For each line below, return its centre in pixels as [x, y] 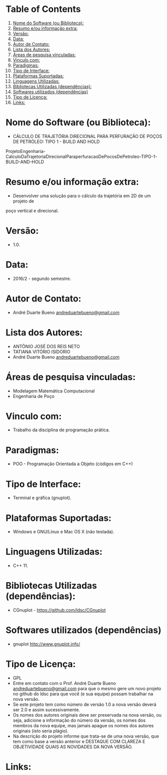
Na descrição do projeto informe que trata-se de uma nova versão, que [86, 736]
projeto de [23, 201]
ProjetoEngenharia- [26, 151]
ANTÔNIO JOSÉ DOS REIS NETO [46, 346]
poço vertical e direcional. [32, 211]
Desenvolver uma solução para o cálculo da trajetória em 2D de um [82, 196]
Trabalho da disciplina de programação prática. [61, 430]
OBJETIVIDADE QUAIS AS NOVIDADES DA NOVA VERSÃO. [73, 747]
